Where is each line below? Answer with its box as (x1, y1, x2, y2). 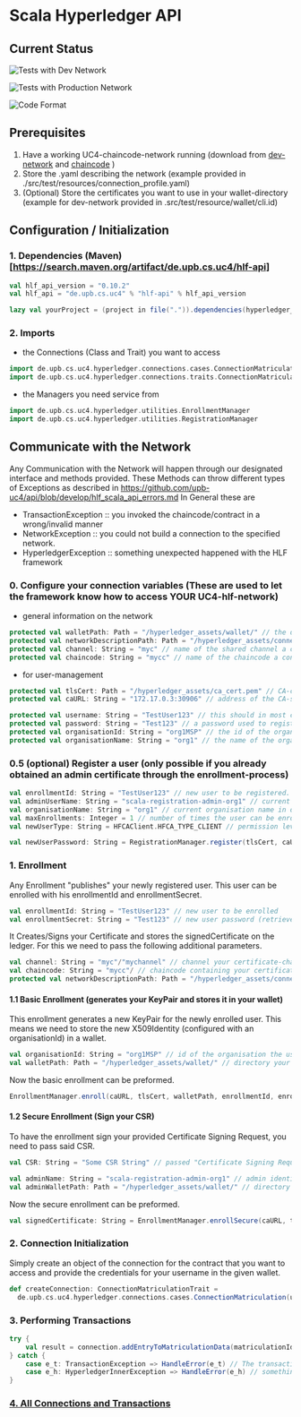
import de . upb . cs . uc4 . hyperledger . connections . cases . (9, 365, 215, 374)
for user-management (21, 669, 104, 680)
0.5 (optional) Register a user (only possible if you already (9, 757, 267, 769)
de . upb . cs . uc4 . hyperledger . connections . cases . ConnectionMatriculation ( (17, 1292, 291, 1301)
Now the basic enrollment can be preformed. (9, 1074, 175, 1085)
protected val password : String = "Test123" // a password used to (9, 719, 267, 728)
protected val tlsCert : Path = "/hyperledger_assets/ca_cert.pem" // (9, 686, 275, 695)
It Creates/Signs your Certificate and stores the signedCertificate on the (9, 931, 275, 941)
